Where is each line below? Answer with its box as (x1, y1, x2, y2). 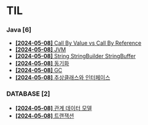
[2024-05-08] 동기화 (15, 59, 69, 67)
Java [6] (6, 26, 32, 34)
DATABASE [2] (6, 89, 50, 98)
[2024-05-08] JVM (15, 46, 66, 53)
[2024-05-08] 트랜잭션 (15, 112, 74, 119)
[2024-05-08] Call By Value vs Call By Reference (15, 39, 142, 47)
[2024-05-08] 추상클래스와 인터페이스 (15, 74, 111, 81)
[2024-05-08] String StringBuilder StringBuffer (15, 53, 136, 60)
